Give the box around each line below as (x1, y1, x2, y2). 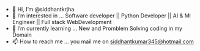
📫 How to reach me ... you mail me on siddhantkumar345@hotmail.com (12, 38, 194, 45)
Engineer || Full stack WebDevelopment (12, 19, 112, 25)
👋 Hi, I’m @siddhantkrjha (12, 6, 75, 13)
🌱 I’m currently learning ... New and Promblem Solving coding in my (12, 25, 182, 32)
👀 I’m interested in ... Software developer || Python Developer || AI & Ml (12, 12, 191, 19)
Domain (12, 31, 32, 38)
